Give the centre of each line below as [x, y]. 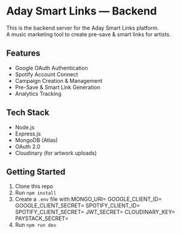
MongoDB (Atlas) [37, 140]
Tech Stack [28, 113]
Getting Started [36, 171]
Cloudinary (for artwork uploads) [56, 153]
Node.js [25, 127]
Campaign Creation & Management [59, 80]
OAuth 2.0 [27, 146]
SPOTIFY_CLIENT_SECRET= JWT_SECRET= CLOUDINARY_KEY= [95, 212]
